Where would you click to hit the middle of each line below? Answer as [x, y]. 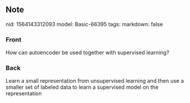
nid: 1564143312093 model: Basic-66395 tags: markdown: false [84, 24]
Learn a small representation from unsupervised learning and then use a [95, 81]
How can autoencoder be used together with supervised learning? [88, 52]
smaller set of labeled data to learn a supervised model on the [82, 87]
